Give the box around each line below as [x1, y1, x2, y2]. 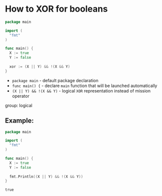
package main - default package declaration [12, 77, 99, 83]
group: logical [5, 102, 32, 108]
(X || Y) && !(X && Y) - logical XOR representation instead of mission [12, 88, 151, 93]
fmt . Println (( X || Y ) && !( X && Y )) [9, 174, 83, 179]
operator [12, 93, 30, 99]
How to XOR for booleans [5, 3, 108, 15]
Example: [5, 117, 34, 125]
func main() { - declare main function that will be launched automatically [12, 83, 158, 89]
